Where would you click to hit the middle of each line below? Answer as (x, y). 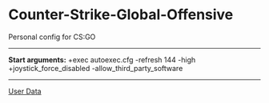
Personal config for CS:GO (52, 37)
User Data (25, 91)
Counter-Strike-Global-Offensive (121, 15)
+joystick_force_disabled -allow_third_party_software (96, 68)
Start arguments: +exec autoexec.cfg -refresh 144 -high (102, 59)
